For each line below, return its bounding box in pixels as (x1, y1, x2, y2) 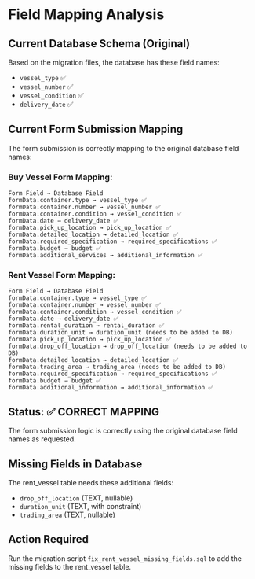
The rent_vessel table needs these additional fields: (8, 478, 174, 488)
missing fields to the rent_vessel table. (8, 562, 132, 571)
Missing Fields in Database (8, 457, 143, 470)
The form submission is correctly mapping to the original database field (8, 143, 239, 153)
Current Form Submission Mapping (8, 123, 184, 136)
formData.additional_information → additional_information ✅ (8, 384, 214, 392)
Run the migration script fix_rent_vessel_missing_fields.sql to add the (8, 553, 242, 563)
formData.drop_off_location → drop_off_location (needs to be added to (8, 342, 247, 351)
